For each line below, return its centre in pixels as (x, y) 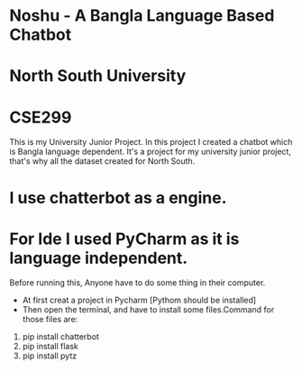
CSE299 (41, 117)
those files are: (50, 320)
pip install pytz (50, 356)
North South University (98, 76)
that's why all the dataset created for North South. (102, 161)
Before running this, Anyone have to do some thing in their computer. (137, 283)
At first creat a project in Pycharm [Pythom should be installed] (139, 300)
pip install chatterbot (60, 337)
